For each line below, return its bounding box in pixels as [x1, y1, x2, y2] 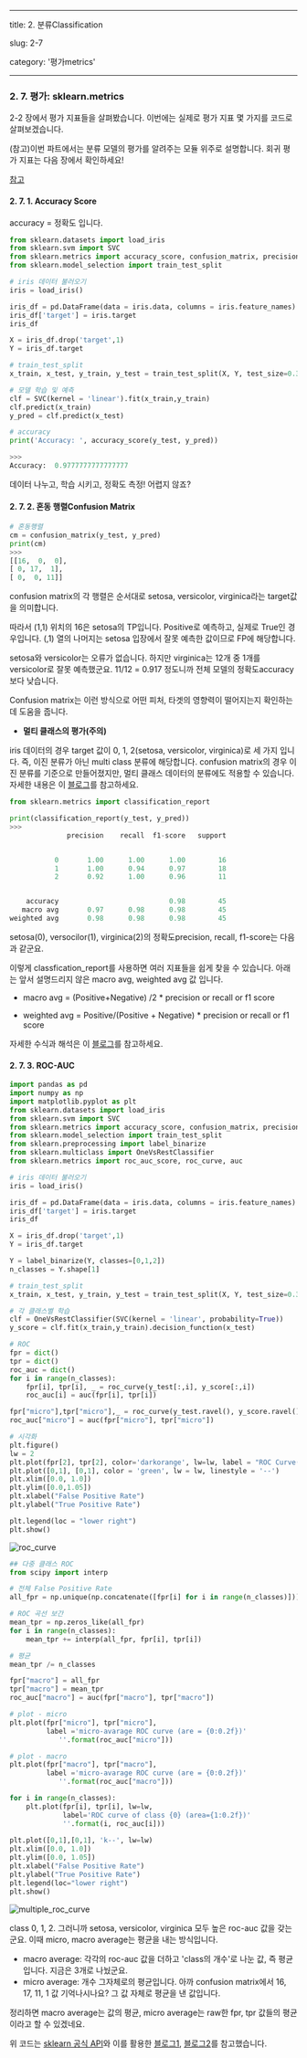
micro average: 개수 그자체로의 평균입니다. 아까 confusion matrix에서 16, [22, 1976, 287, 1987]
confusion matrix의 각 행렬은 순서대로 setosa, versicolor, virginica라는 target [9, 591, 291, 602]
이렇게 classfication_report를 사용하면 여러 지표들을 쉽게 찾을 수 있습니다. [9, 962, 274, 973]
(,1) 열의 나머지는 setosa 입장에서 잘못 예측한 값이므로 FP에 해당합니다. [43, 633, 296, 644]
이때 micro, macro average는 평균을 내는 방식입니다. [28, 1934, 218, 1945]
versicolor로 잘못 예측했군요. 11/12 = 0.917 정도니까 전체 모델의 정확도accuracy [9, 664, 294, 675]
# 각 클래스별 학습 [9, 1306, 70, 1315]
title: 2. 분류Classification [9, 19, 103, 30]
